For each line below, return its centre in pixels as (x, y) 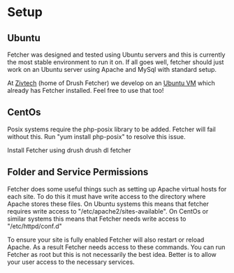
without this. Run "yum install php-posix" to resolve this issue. (96, 136)
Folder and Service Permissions (78, 172)
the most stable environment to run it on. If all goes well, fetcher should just (116, 62)
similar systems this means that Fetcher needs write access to (97, 219)
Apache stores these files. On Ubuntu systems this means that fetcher (108, 204)
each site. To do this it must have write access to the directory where (107, 196)
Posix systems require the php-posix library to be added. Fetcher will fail (112, 129)
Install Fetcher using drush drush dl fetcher (69, 150)
